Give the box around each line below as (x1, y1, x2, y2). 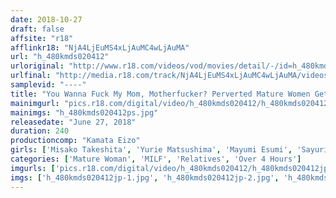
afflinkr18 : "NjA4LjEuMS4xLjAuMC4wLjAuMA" (10, 42, 190, 53)
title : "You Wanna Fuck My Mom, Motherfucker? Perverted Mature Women (10, 89, 311, 99)
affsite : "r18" (10, 33, 74, 43)
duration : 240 (10, 126, 70, 136)
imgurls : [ (10, 163, 56, 173)
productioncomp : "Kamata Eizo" (10, 136, 141, 146)
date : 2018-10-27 (10, 14, 83, 25)
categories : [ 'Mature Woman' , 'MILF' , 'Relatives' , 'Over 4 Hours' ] (10, 154, 302, 164)
